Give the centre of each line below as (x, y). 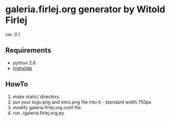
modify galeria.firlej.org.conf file (47, 107)
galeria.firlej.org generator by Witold (85, 9)
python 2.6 (24, 63)
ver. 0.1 (13, 34)
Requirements (28, 50)
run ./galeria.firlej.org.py (38, 113)
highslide (22, 68)
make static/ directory (36, 96)
